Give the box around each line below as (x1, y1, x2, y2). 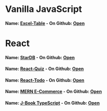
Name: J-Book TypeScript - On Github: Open (5, 100, 100, 106)
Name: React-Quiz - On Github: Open (5, 66, 84, 72)
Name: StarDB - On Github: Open (5, 54, 75, 60)
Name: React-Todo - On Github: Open (5, 77, 84, 83)
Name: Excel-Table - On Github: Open (5, 20, 85, 26)
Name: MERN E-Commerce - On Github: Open (5, 89, 102, 95)
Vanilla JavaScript (5, 3, 82, 15)
